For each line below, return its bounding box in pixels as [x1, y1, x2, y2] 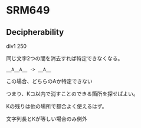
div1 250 [6, 42, 27, 50]
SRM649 [6, 4, 50, 17]
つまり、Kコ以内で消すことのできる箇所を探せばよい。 [6, 90, 139, 97]
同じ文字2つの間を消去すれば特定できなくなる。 [6, 55, 123, 62]
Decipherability [6, 27, 64, 37]
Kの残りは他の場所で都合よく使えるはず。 [6, 103, 107, 110]
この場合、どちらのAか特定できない [6, 78, 93, 84]
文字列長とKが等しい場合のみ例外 [6, 116, 87, 122]
